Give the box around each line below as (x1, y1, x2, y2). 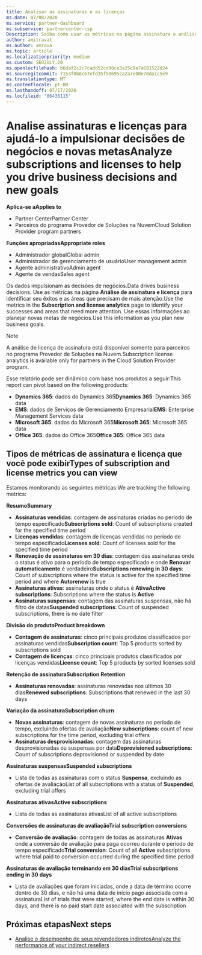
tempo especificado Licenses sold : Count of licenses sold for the (14, 539, 176, 546)
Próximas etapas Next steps (6, 919, 112, 930)
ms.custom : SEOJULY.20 (6, 59, 63, 65)
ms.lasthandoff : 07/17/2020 (6, 88, 77, 94)
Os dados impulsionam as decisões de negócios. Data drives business (6, 282, 179, 289)
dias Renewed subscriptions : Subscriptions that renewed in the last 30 (14, 689, 191, 696)
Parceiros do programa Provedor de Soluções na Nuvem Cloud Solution (14, 221, 191, 228)
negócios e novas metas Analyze (6, 144, 173, 158)
